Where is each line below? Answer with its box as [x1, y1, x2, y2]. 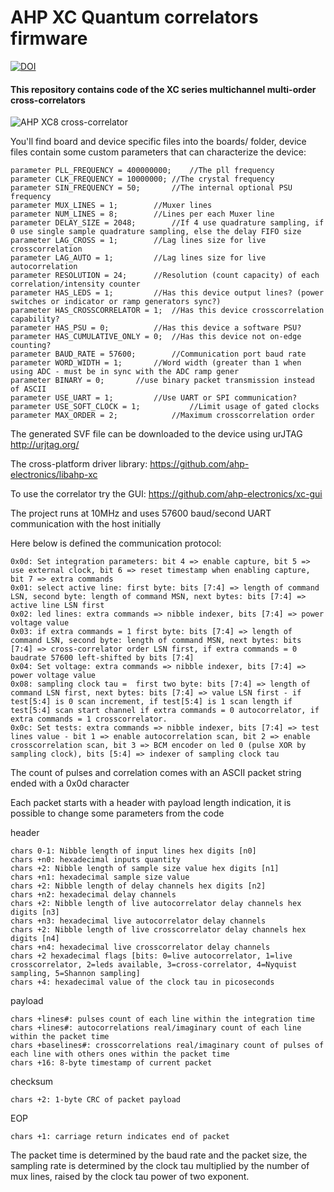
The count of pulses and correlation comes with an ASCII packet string [10, 767, 302, 779]
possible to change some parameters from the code [10, 807, 225, 820]
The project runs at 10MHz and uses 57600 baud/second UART [10, 507, 272, 520]
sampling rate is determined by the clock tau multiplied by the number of [10, 1160, 310, 1172]
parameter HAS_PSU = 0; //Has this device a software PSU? [10, 323, 302, 333]
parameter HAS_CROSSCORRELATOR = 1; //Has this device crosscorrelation [10, 306, 325, 316]
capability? [10, 314, 60, 325]
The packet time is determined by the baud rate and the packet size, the [10, 1149, 308, 1161]
